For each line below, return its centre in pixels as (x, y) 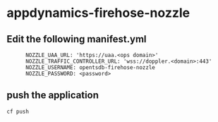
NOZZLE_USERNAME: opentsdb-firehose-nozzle (90, 68)
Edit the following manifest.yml (77, 39)
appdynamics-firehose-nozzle (98, 13)
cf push (18, 111)
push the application (53, 96)
